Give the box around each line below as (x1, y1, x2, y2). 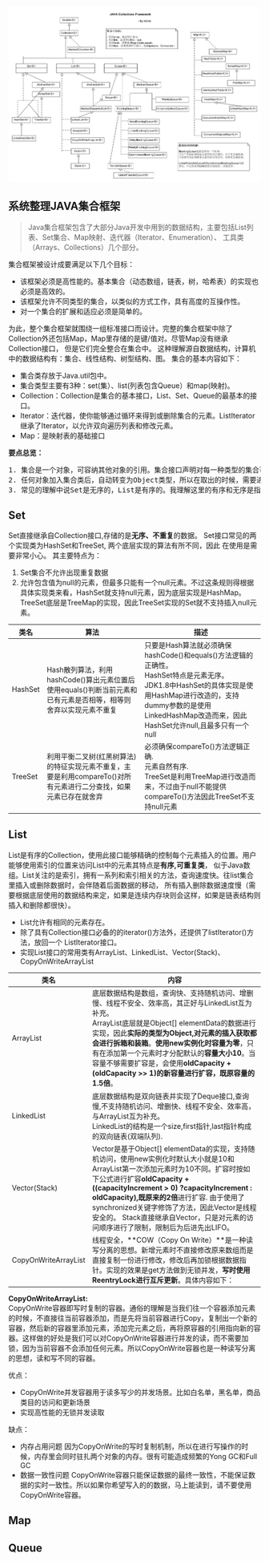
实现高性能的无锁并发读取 (19, 1407, 105, 1417)
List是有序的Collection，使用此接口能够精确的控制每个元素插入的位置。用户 (8, 850, 257, 859)
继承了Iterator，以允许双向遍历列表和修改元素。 (19, 420, 178, 431)
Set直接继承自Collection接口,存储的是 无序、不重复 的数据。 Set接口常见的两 (8, 531, 257, 540)
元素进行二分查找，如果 (53, 782, 131, 791)
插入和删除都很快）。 (8, 900, 75, 910)
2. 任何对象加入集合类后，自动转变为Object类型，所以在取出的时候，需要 (8, 475, 257, 484)
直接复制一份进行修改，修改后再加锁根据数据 (91, 1256, 240, 1265)
